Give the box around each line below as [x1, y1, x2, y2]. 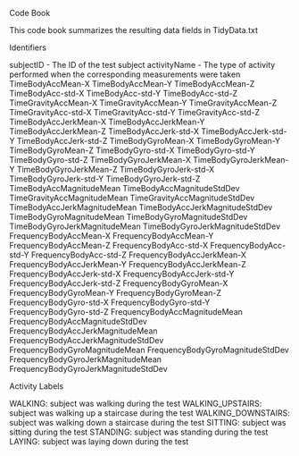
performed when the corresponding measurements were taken [9, 69, 241, 80]
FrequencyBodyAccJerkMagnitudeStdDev [9, 335, 164, 345]
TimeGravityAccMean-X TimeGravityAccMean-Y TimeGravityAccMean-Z [9, 97, 278, 108]
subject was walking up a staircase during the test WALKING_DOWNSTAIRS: [9, 408, 290, 418]
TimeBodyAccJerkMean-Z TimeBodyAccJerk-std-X [9, 126, 199, 137]
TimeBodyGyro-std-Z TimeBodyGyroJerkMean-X [9, 155, 192, 165]
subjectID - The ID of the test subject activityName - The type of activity [9, 60, 276, 70]
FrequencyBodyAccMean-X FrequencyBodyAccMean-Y [9, 231, 214, 241]
